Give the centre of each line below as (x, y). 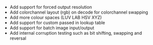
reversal (18, 38)
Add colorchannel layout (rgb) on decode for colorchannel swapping (79, 12)
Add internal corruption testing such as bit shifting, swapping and (76, 33)
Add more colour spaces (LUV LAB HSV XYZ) (56, 17)
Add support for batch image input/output (52, 28)
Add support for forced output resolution (51, 7)
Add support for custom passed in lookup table (57, 22)
